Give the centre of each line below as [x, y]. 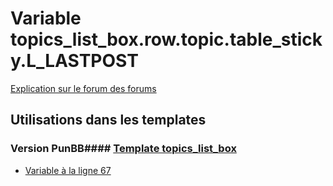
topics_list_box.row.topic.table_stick [166, 39]
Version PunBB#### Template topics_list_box [123, 149]
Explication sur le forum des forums [83, 88]
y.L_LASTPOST [74, 61]
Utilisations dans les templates [108, 120]
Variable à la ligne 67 [68, 170]
